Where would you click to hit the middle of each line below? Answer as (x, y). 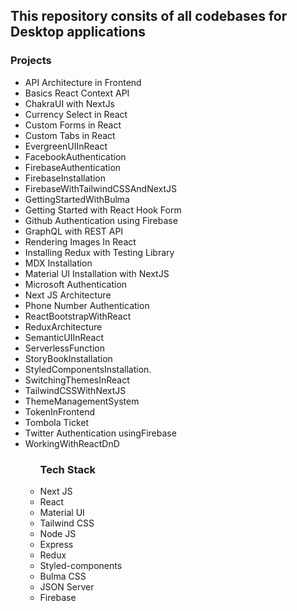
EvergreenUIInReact (66, 146)
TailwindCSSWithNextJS (75, 390)
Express (56, 544)
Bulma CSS (63, 576)
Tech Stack (68, 469)
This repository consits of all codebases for (149, 16)
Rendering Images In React (80, 241)
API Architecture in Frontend (83, 82)
